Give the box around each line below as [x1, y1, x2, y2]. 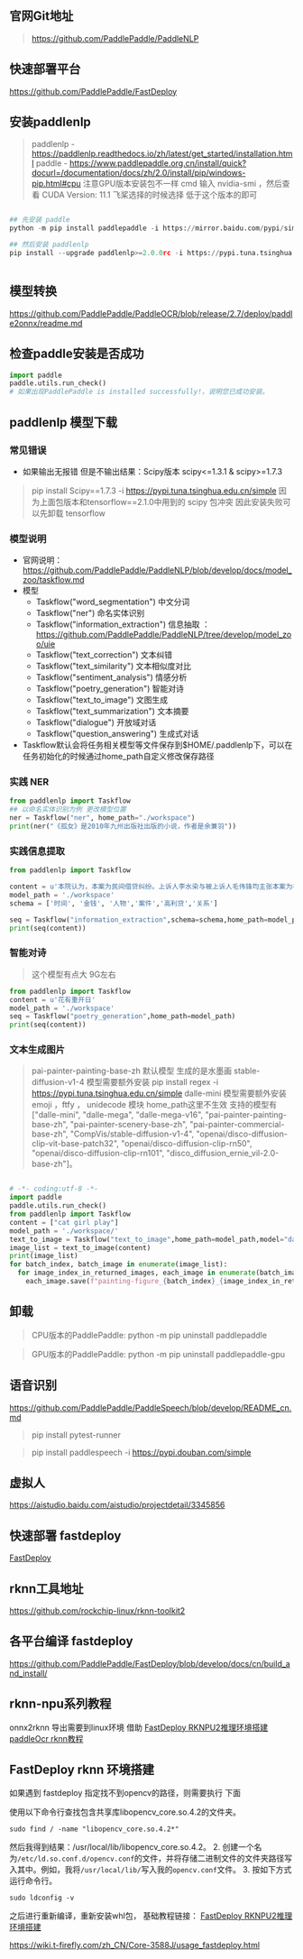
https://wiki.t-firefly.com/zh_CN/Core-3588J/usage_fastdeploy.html [9, 1940, 260, 1951]
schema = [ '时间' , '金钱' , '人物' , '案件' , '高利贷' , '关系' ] [9, 898, 218, 908]
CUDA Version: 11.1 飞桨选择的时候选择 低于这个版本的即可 [41, 189, 258, 200]
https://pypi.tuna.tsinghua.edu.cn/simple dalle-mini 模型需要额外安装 [31, 1088, 287, 1099]
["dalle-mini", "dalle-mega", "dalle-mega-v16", [31, 1109, 204, 1120]
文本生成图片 [9, 1044, 66, 1056]
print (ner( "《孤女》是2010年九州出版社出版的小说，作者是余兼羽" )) [9, 822, 237, 832]
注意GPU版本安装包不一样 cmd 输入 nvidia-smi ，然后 [82, 179, 282, 189]
